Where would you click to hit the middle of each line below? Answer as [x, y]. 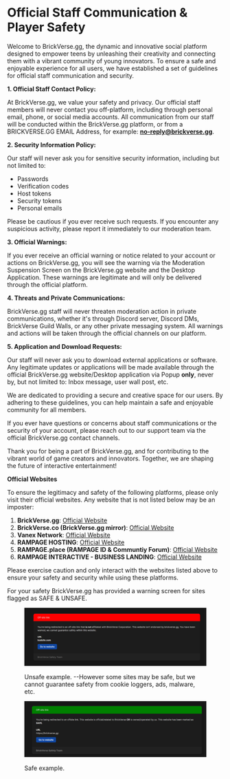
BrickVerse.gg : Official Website [62, 520]
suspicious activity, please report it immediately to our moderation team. [109, 228]
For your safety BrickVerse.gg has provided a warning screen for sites [106, 590]
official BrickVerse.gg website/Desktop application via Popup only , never [111, 374]
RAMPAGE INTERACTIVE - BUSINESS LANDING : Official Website [110, 557]
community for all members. [47, 409]
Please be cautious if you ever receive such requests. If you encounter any [113, 221]
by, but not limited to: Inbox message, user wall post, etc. [88, 382]
